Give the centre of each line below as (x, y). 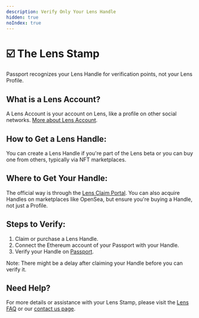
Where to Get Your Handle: (57, 178)
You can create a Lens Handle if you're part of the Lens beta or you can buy (99, 153)
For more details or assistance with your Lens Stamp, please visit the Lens (98, 302)
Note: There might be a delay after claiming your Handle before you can (95, 263)
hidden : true (22, 17)
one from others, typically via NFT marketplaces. (66, 160)
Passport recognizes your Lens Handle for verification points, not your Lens (99, 74)
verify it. (16, 269)
